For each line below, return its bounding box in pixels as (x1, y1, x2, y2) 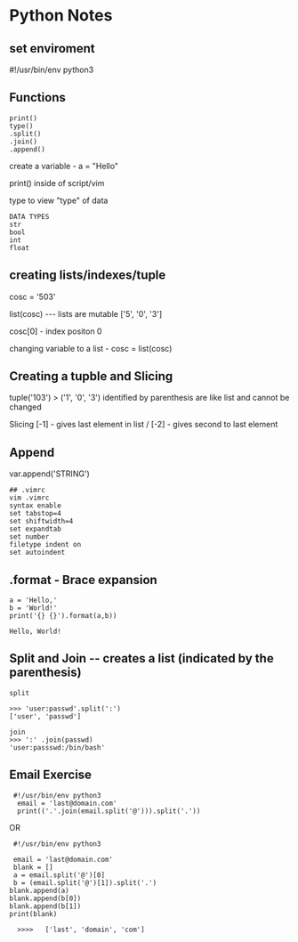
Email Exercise (9, 767, 92, 783)
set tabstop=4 (9, 509, 62, 518)
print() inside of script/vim (9, 177, 105, 188)
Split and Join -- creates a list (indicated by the (9, 651, 274, 666)
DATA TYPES (9, 212, 50, 221)
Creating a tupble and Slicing (9, 369, 173, 384)
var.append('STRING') (9, 468, 91, 479)
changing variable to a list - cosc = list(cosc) (9, 343, 173, 353)
